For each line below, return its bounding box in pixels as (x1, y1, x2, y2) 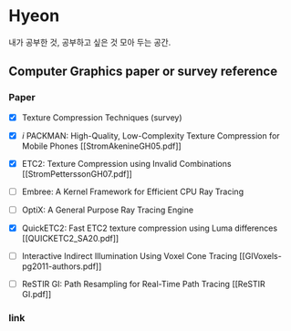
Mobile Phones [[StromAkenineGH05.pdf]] (21, 140, 182, 151)
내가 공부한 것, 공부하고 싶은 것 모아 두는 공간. (8, 36, 171, 47)
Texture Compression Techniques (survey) (21, 111, 183, 123)
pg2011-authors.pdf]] (21, 261, 102, 272)
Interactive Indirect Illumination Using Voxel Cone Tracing (21, 251, 238, 261)
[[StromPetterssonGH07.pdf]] (21, 168, 133, 179)
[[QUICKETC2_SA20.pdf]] (21, 233, 120, 243)
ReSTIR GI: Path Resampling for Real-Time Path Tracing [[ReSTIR (21, 279, 265, 290)
